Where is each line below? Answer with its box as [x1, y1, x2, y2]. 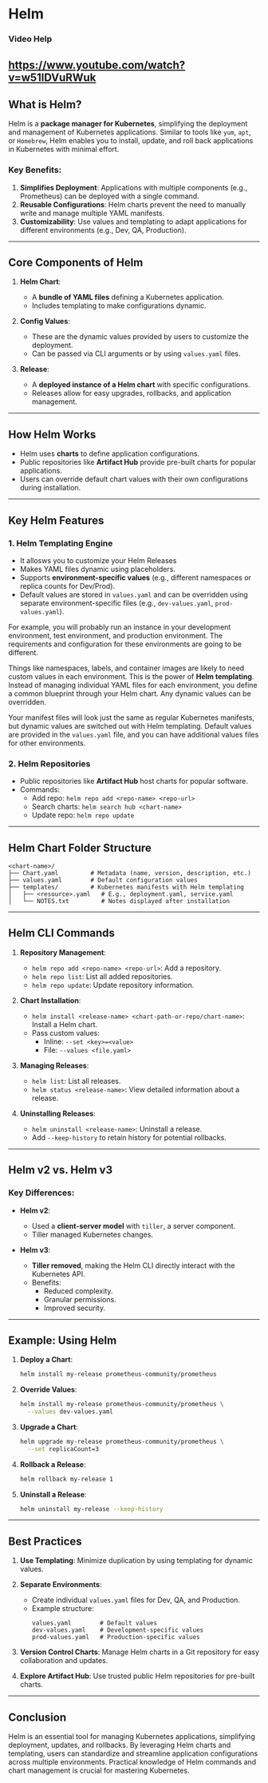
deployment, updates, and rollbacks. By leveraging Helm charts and [8, 1741, 231, 1750]
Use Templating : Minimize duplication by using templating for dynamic [19, 1556, 253, 1565]
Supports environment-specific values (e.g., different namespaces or [19, 573, 251, 582]
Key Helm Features [8, 514, 104, 527]
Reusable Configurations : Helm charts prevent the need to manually [19, 199, 246, 209]
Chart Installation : [19, 995, 81, 1005]
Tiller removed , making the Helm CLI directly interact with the [31, 1261, 235, 1270]
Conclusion [8, 1710, 67, 1724]
